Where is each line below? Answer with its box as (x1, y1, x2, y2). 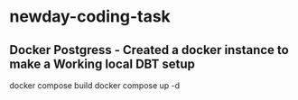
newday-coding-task (9, 6, 172, 27)
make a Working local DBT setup (9, 56, 196, 71)
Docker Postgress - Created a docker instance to (9, 42, 289, 58)
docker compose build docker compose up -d (9, 80, 181, 91)
